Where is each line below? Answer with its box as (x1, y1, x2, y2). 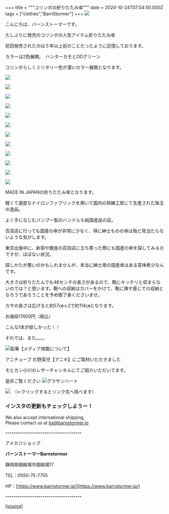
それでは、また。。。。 (5, 335, 47, 341)
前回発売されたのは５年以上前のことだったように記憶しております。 (5, 43, 146, 49)
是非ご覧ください (5, 378, 41, 384)
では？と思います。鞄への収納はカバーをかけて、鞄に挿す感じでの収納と (14, 285, 164, 291)
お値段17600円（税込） (5, 313, 53, 319)
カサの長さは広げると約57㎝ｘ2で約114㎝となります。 (5, 303, 117, 308)
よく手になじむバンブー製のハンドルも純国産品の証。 (5, 217, 116, 223)
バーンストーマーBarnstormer (5, 451, 68, 457)
